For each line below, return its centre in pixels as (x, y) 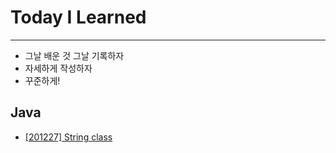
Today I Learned (78, 17)
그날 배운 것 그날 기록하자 (74, 55)
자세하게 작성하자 (58, 68)
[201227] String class (68, 137)
